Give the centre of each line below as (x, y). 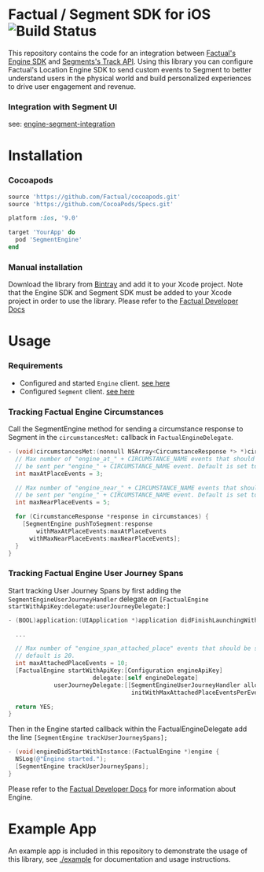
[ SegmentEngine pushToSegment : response (88, 524)
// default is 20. (46, 656)
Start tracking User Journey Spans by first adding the (95, 590)
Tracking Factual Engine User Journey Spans (96, 574)
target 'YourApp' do (42, 233)
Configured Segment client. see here (77, 391)
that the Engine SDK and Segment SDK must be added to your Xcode (120, 293)
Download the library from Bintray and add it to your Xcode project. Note (126, 284)
